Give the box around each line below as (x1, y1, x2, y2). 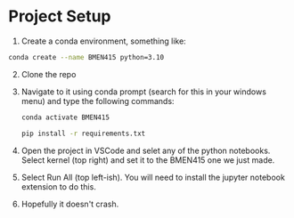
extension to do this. (20, 181, 97, 192)
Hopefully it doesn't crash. (20, 198, 119, 209)
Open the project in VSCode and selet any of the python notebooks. (20, 145, 271, 156)
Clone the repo (20, 69, 77, 79)
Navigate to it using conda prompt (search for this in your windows (20, 86, 266, 97)
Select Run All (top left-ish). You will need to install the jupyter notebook (20, 172, 286, 182)
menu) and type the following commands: (20, 95, 175, 106)
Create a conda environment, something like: (20, 36, 186, 46)
